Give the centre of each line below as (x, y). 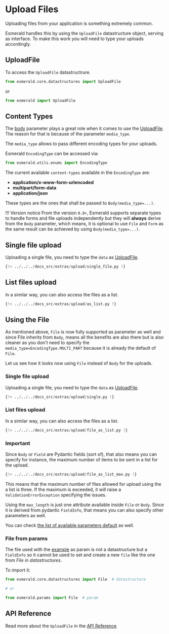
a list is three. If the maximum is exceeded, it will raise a (63, 489)
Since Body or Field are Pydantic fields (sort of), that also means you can (81, 454)
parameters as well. (26, 515)
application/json (30, 193)
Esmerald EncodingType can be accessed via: (52, 154)
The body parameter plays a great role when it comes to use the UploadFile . (85, 128)
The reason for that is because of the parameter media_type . (68, 134)
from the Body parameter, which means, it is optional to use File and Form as (84, 224)
